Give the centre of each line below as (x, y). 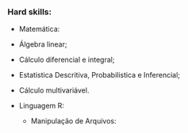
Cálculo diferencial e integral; (67, 60)
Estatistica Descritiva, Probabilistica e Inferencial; (99, 75)
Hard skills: (30, 12)
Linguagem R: (42, 106)
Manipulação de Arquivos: (73, 121)
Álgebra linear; (43, 44)
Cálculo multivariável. (54, 90)
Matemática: (39, 29)
